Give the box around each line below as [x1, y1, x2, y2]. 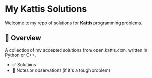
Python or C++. [5, 52, 36, 58]
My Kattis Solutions [5, 3, 87, 15]
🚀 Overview [5, 34, 41, 42]
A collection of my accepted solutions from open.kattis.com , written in [5, 47, 148, 52]
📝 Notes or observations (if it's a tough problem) [12, 67, 111, 73]
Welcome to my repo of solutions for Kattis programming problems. [5, 20, 143, 26]
